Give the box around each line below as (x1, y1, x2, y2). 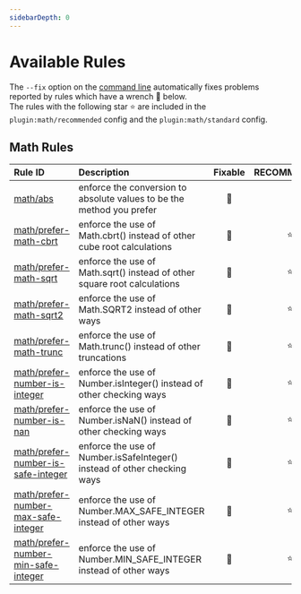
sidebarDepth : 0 (9, 13, 70, 22)
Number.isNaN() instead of (78, 414, 193, 426)
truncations (78, 351, 127, 364)
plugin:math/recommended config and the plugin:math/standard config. (9, 114, 268, 125)
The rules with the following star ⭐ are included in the (9, 100, 207, 112)
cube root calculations (78, 241, 173, 254)
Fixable (213, 167, 245, 179)
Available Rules (9, 51, 126, 72)
